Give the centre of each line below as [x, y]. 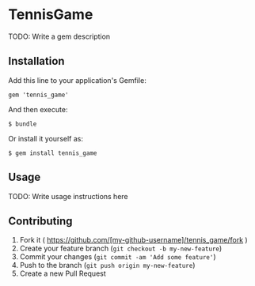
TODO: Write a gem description [59, 36]
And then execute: [38, 109]
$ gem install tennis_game [53, 153]
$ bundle [23, 124]
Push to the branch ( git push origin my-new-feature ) [107, 265]
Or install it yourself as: [46, 138]
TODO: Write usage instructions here [68, 196]
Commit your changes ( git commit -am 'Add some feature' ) [118, 257]
